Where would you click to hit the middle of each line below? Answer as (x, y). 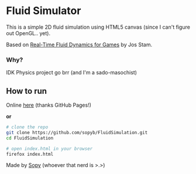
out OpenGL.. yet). (28, 33)
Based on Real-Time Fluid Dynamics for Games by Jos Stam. (79, 45)
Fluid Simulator (44, 11)
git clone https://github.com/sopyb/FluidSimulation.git (77, 132)
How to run (27, 91)
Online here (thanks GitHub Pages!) (49, 105)
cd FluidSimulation (30, 138)
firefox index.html (30, 154)
